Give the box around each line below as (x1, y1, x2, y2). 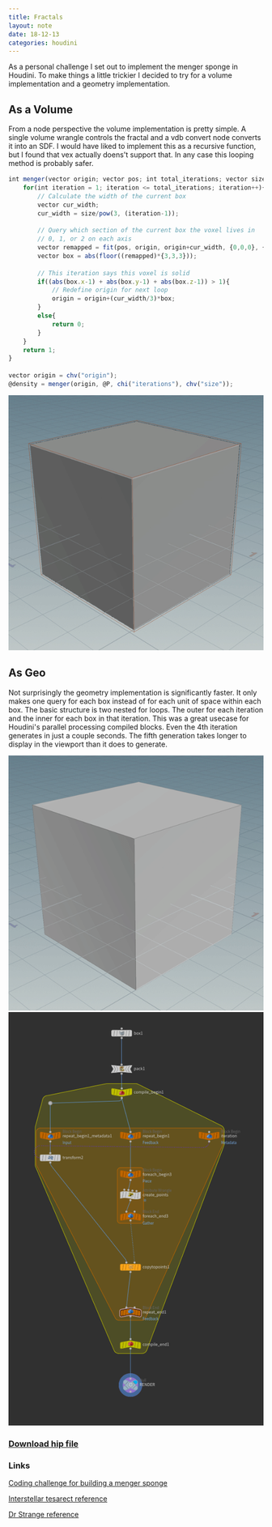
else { (37, 312, 57, 320)
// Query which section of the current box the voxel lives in (37, 227, 255, 235)
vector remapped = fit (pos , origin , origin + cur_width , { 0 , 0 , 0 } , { (37, 244, 266, 252)
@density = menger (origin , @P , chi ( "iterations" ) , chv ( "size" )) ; (8, 381, 234, 389)
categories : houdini (8, 39, 79, 47)
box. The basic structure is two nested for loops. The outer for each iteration (8, 704, 264, 714)
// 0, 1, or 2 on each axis (37, 235, 132, 243)
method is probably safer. (8, 159, 94, 168)
